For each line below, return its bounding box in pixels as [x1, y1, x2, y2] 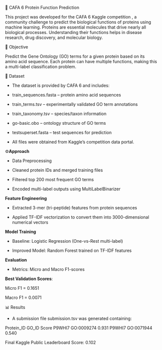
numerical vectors [12, 219, 49, 225]
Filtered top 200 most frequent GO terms [12, 177, 94, 182]
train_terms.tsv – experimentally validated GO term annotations [12, 101, 138, 107]
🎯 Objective [5, 44, 28, 50]
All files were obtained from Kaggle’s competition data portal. [12, 139, 134, 145]
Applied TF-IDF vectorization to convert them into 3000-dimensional [12, 214, 149, 220]
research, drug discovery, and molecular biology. [5, 34, 103, 40]
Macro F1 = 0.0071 [5, 295, 42, 300]
